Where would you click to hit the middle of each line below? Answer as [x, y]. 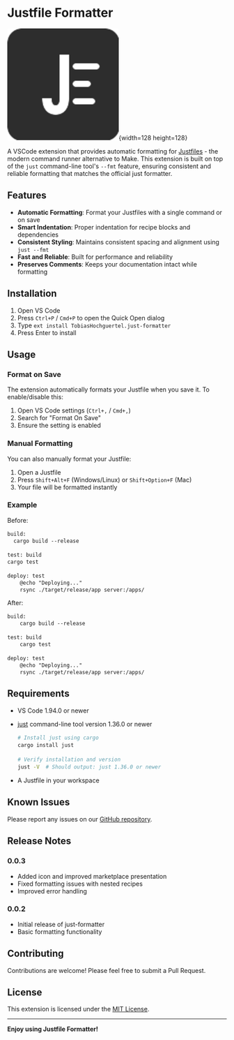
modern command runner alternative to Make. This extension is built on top [115, 158]
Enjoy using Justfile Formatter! [53, 1029]
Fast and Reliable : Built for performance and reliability [95, 257]
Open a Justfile [39, 472]
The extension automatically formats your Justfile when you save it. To [109, 389]
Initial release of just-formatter [61, 924]
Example [22, 505]
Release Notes [39, 841]
